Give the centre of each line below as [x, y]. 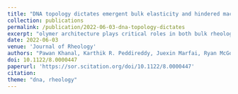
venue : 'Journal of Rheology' [52, 47]
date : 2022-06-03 [33, 40]
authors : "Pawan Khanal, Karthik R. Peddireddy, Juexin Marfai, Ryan [112, 54]
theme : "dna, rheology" [42, 80]
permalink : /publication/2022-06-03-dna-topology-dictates [96, 27]
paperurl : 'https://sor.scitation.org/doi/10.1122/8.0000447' [101, 66]
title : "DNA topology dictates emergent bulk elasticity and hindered [114, 14]
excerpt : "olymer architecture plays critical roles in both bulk [107, 34]
